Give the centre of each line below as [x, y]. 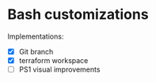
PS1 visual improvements [59, 69]
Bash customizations [78, 15]
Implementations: [36, 36]
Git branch [36, 51]
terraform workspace [53, 60]
